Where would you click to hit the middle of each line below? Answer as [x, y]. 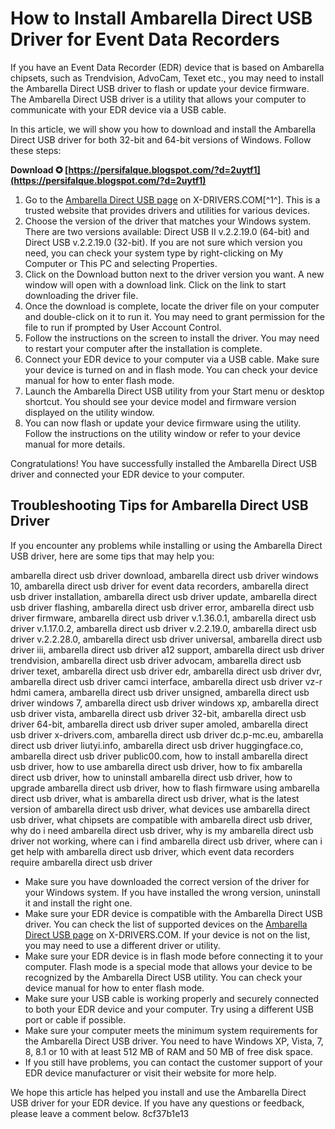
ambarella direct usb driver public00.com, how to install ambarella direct [159, 756]
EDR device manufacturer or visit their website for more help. [150, 1073]
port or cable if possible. [75, 1019]
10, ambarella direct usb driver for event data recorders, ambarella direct [159, 586]
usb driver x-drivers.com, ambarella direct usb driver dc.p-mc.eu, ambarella [167, 734]
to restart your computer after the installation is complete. [143, 348]
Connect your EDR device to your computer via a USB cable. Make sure [172, 359]
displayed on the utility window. [89, 412]
